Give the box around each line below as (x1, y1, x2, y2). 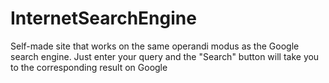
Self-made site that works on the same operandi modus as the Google (10, 40, 300, 52)
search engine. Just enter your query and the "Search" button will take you (10, 50, 320, 62)
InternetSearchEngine (10, 7, 197, 30)
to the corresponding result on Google (10, 61, 168, 73)
